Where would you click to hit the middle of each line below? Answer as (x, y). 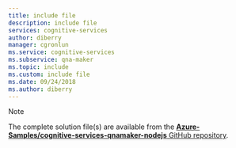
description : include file (53, 23)
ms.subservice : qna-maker (51, 60)
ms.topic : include (38, 67)
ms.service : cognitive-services (61, 52)
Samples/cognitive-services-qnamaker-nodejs (88, 135)
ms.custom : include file (49, 74)
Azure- (188, 127)
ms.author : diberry (40, 89)
